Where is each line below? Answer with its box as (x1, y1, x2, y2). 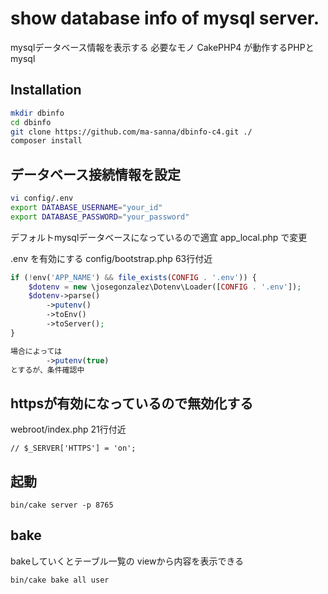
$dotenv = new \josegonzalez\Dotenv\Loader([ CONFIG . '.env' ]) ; (28, 282, 302, 292)
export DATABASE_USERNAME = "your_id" (10, 202, 163, 212)
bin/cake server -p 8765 (10, 500, 114, 511)
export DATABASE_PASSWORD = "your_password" (10, 212, 190, 222)
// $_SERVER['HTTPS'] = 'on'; (10, 443, 137, 454)
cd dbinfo (10, 117, 52, 127)
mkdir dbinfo (10, 108, 65, 118)
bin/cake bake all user (10, 575, 110, 585)
